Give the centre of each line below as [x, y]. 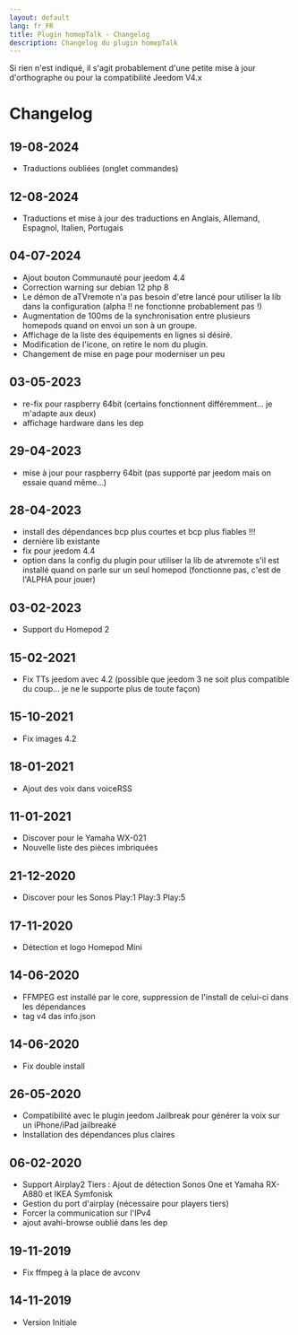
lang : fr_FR [31, 26]
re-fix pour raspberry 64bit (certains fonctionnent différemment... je [147, 404]
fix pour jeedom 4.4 [59, 551]
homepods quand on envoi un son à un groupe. [110, 325]
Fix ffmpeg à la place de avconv [81, 1273]
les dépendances [54, 1007]
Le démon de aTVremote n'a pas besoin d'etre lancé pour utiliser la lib [152, 296]
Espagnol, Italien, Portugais [72, 228]
